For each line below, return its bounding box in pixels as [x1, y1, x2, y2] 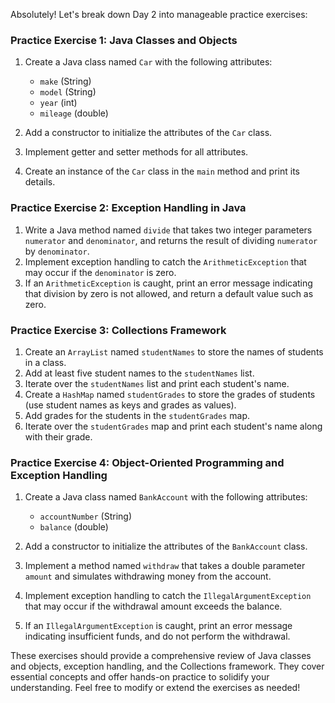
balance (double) [39, 521, 109, 533]
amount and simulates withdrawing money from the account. [24, 570, 272, 583]
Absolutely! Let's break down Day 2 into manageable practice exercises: [10, 9, 308, 20]
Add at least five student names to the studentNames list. [24, 367, 255, 379]
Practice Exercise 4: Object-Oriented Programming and [10, 455, 285, 469]
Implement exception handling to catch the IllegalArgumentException [24, 590, 312, 602]
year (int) [39, 97, 78, 109]
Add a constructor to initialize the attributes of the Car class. [24, 127, 273, 139]
